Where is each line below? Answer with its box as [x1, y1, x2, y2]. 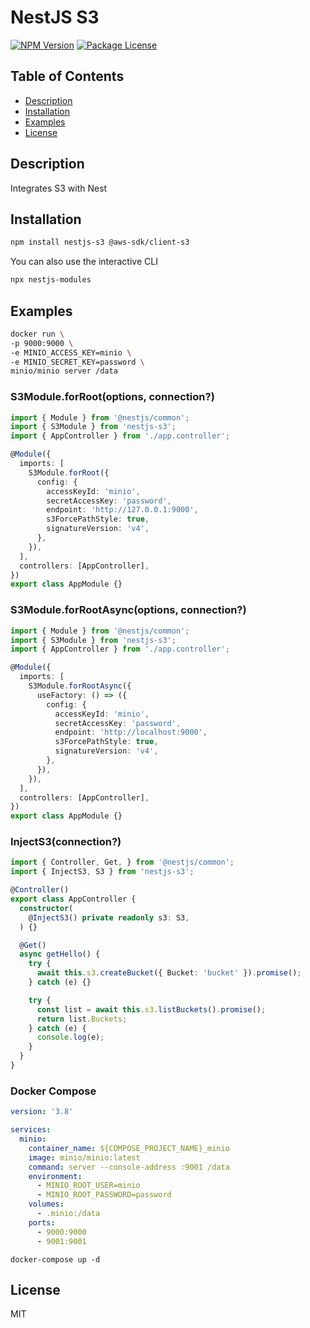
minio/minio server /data [10, 366, 118, 376]
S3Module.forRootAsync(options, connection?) [10, 603, 247, 617]
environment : [28, 1171, 83, 1181]
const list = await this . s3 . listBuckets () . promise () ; [36, 1004, 267, 1015]
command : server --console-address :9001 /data [28, 1162, 230, 1172]
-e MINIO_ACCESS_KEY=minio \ [10, 347, 132, 358]
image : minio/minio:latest [28, 1152, 141, 1163]
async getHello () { [19, 949, 101, 960]
